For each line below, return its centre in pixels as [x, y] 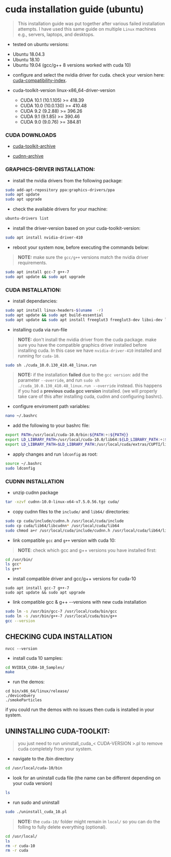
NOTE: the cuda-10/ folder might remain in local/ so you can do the [89, 821]
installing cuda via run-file [40, 329]
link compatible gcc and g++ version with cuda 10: [64, 540]
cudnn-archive [28, 156]
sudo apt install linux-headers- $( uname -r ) [54, 310]
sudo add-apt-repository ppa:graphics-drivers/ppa [60, 190]
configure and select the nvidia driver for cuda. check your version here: [89, 75]
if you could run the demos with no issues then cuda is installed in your [80, 710]
